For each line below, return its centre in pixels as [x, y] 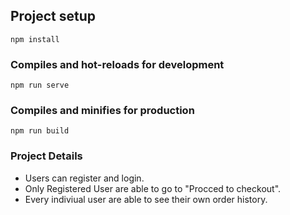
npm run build [40, 131]
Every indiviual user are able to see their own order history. [146, 199]
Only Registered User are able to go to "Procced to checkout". [153, 188]
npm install [35, 39]
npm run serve [40, 85]
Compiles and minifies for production [102, 111]
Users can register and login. [84, 178]
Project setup [53, 16]
